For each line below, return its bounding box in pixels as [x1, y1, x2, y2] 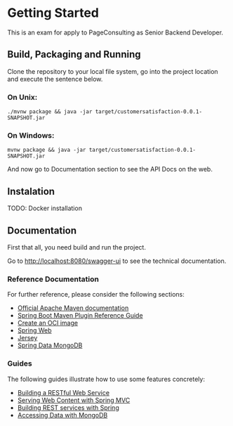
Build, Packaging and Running [7, 49, 141, 60]
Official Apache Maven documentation [17, 304, 129, 312]
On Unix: [7, 92, 38, 102]
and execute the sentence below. [7, 75, 103, 83]
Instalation [7, 185, 55, 198]
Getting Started [7, 5, 100, 21]
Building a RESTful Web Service [17, 388, 110, 396]
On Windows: [7, 130, 55, 140]
